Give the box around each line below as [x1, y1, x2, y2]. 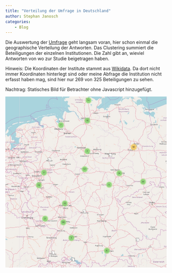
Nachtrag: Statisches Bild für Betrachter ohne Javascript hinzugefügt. [5, 86, 153, 92]
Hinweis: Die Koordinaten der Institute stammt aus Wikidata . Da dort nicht [5, 66, 160, 72]
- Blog [14, 25, 29, 30]
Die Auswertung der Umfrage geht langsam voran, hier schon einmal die [5, 39, 158, 46]
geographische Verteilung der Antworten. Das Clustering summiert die [5, 45, 154, 51]
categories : [5, 19, 31, 24]
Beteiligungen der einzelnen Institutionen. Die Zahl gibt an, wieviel [5, 50, 144, 56]
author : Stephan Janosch [5, 13, 58, 19]
